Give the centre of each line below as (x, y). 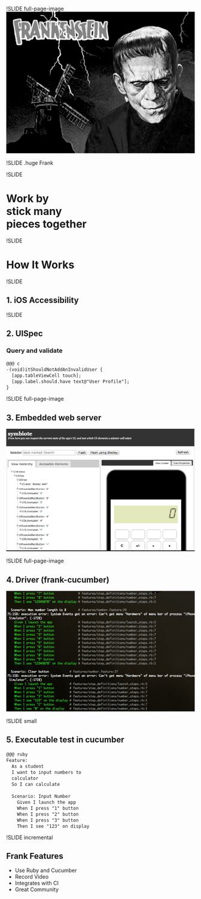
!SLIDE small (22, 721)
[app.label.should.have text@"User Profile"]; (71, 382)
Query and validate (34, 351)
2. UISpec (25, 334)
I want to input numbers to (47, 772)
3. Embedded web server (54, 418)
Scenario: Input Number (41, 796)
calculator (25, 778)
